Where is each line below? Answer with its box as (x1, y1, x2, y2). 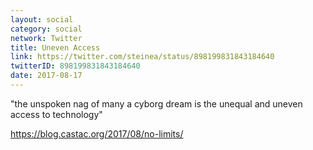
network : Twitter (10, 33, 83, 43)
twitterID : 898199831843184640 (10, 61, 141, 71)
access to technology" (10, 108, 103, 120)
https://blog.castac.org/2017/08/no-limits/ (10, 127, 184, 140)
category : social (10, 24, 83, 34)
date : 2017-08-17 (10, 71, 83, 81)
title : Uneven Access (10, 42, 101, 53)
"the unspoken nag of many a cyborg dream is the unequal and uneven (10, 97, 303, 110)
